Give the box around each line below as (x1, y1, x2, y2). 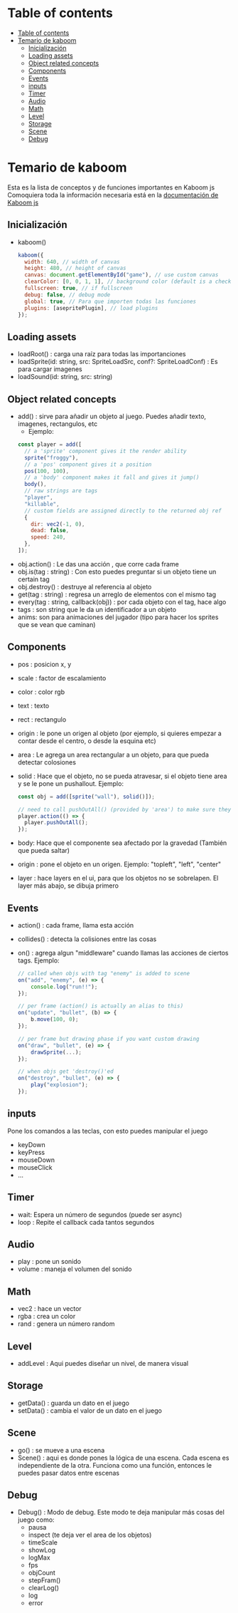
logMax (28, 1553, 51, 1562)
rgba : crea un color (17, 1312, 76, 1321)
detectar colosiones (17, 757, 77, 767)
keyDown (17, 1140, 45, 1148)
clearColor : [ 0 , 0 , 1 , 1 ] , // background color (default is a (24, 278, 212, 286)
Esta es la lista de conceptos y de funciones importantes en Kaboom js (7, 183, 215, 192)
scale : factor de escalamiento (17, 673, 107, 682)
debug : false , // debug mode (24, 291, 111, 299)
